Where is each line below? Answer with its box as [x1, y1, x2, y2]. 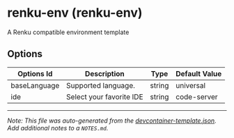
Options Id [17, 68, 53, 78]
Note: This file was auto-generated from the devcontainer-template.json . [7, 116, 217, 125]
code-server [175, 92, 218, 102]
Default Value [175, 68, 222, 78]
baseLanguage [10, 80, 60, 90]
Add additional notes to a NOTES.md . [7, 123, 109, 132]
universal [175, 80, 206, 90]
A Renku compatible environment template [7, 28, 130, 36]
